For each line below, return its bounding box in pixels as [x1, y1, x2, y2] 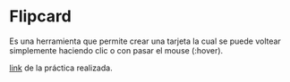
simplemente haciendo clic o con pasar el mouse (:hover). [9, 45, 224, 55]
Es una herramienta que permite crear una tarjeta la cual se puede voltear [9, 36, 282, 46]
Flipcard [9, 6, 72, 27]
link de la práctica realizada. [9, 62, 114, 73]
